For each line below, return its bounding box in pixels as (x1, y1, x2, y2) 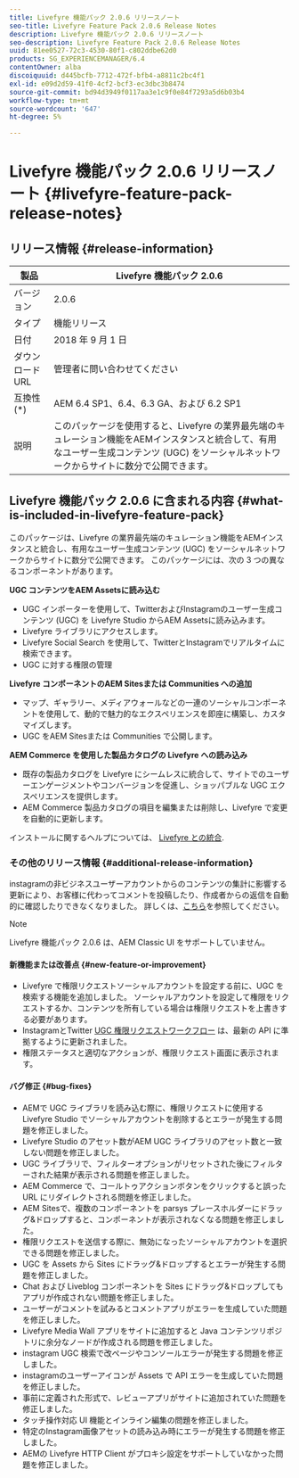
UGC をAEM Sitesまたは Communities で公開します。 (21, 731, 217, 741)
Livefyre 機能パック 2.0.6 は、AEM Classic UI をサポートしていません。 (9, 937, 270, 948)
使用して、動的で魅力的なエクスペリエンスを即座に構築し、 (45, 708, 263, 719)
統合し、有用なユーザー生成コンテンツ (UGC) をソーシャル (39, 543, 255, 554)
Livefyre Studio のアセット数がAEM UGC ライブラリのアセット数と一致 (21, 1135, 283, 1146)
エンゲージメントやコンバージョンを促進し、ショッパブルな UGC (29, 780, 269, 790)
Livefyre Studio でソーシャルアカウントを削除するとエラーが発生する (21, 1113, 275, 1124)
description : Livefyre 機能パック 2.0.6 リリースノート (9, 29, 205, 38)
